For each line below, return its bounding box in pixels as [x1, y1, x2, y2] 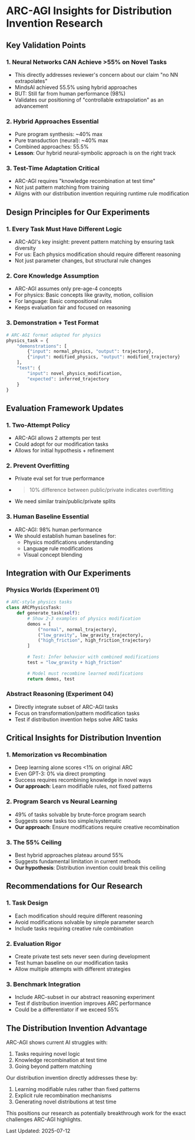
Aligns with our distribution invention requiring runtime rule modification [14, 190, 190, 197]
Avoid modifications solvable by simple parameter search [14, 918, 154, 925]
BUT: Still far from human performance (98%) [14, 90, 125, 97]
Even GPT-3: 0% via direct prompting [14, 770, 106, 777]
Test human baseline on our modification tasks [14, 960, 128, 967]
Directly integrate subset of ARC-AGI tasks [14, 703, 118, 710]
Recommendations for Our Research [6, 881, 143, 891]
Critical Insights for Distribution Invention [6, 733, 162, 743]
